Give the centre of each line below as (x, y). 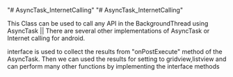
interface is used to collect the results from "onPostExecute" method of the (115, 52)
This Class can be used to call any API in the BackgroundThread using (108, 23)
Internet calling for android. (46, 38)
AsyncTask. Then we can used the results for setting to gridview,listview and (117, 59)
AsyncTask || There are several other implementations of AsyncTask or (109, 31)
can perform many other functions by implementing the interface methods (114, 66)
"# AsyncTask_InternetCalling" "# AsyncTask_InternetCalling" (95, 10)
